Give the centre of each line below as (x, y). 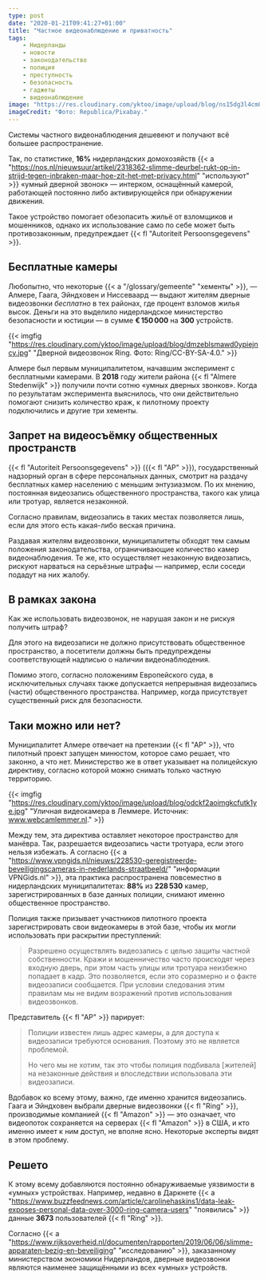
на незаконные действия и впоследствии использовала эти (130, 1073)
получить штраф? (38, 627)
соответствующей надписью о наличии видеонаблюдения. (109, 660)
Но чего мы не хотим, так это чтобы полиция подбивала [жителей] (142, 1065)
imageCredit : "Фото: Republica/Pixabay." (78, 113)
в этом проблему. (39, 1140)
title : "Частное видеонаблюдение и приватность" (91, 30)
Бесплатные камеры (63, 267)
